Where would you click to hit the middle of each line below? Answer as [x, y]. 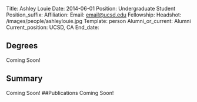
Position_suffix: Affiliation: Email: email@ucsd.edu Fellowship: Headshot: [94, 15]
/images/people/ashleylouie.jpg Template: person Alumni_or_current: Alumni [98, 21]
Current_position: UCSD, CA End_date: [53, 27]
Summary [24, 79]
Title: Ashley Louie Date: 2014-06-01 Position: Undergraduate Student [91, 9]
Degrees [22, 46]
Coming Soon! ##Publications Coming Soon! [60, 93]
